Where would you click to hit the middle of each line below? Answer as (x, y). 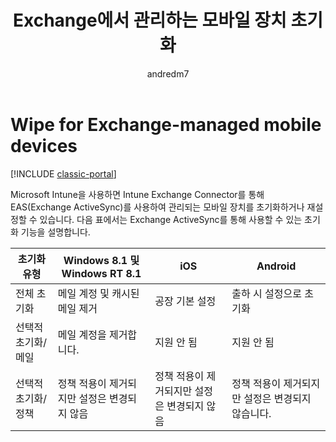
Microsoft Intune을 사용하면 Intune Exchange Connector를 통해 (137, 194)
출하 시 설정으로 (266, 293)
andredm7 (168, 73)
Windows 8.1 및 (101, 260)
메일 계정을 (82, 334)
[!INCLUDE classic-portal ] (63, 173)
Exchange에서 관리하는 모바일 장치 (149, 20)
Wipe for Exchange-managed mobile (166, 124)
